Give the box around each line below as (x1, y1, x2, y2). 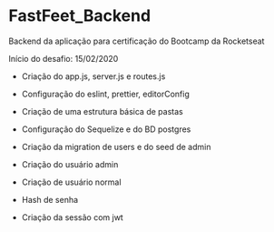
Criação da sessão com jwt (21, 211, 123, 223)
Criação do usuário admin (21, 158, 119, 169)
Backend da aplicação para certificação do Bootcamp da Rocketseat (8, 35, 265, 46)
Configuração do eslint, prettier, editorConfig (21, 88, 190, 99)
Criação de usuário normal (21, 177, 122, 187)
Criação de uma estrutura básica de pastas (21, 106, 183, 116)
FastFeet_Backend (8, 5, 152, 26)
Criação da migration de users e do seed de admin (21, 141, 211, 152)
